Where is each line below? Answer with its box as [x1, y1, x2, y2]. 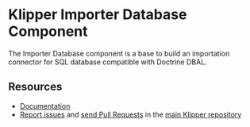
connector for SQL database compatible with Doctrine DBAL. [8, 57, 208, 67]
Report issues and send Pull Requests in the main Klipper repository [19, 110, 242, 119]
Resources [8, 80, 63, 94]
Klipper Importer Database [8, 6, 187, 24]
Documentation [19, 101, 71, 110]
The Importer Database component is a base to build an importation [8, 48, 230, 58]
